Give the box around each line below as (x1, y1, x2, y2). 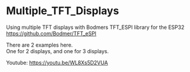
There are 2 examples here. (6, 41, 73, 48)
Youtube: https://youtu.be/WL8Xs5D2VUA (6, 59, 108, 66)
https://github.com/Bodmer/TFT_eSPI (6, 30, 97, 37)
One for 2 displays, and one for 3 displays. (6, 47, 109, 54)
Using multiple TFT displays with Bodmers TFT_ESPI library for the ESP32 (6, 24, 185, 31)
